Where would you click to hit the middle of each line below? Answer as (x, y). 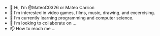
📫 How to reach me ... (32, 28)
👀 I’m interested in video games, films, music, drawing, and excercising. (82, 13)
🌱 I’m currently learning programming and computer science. (72, 18)
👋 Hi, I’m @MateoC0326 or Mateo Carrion (52, 8)
